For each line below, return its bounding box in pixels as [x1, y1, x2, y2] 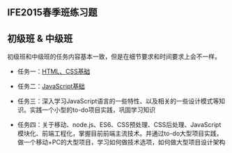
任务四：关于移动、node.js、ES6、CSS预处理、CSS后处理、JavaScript [17, 121, 222, 129]
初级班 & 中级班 [7, 32, 73, 44]
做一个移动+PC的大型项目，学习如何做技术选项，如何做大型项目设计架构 [17, 138, 226, 147]
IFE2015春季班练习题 [7, 6, 98, 19]
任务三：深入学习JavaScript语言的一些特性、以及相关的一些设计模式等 [17, 97, 219, 105]
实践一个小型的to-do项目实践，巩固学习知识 [29, 105, 156, 114]
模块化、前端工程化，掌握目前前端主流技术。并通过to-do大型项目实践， [17, 129, 223, 138]
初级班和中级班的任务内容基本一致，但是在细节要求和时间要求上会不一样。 [7, 52, 221, 61]
